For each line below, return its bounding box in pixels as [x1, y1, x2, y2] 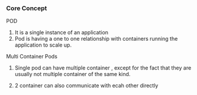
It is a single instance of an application [14, 29, 108, 36]
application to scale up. [14, 41, 72, 48]
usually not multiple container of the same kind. [14, 71, 131, 78]
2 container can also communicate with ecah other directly [14, 82, 159, 89]
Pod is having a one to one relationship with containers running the [14, 35, 178, 42]
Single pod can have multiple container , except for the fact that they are [14, 64, 192, 71]
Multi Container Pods [6, 53, 58, 60]
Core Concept [6, 4, 47, 12]
